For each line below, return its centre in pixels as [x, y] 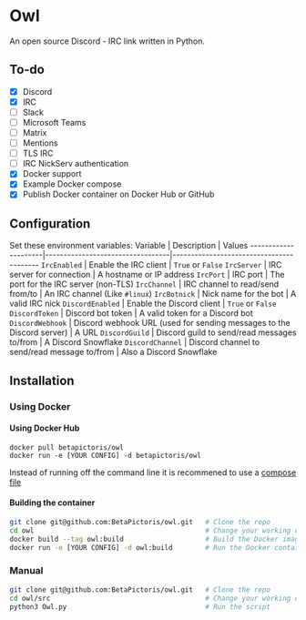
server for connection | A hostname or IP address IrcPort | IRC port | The [147, 275]
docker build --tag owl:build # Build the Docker [144, 539]
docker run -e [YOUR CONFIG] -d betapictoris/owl [106, 455]
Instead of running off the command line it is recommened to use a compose [153, 472]
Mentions [40, 143]
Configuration [50, 224]
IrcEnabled [61, 266]
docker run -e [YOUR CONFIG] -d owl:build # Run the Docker [140, 547]
